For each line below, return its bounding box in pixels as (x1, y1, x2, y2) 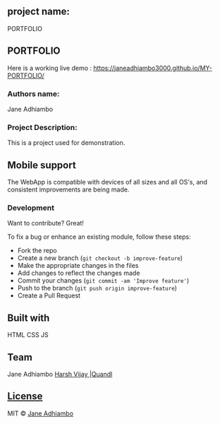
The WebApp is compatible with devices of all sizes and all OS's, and (7, 178, 208, 187)
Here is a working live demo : (7, 64, 92, 72)
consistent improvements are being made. (7, 185, 130, 194)
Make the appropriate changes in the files (17, 261, 139, 270)
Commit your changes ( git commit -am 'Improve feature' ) (17, 276, 190, 285)
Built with (7, 312, 50, 324)
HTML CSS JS (7, 331, 49, 339)
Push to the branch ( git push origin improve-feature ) (17, 284, 178, 293)
